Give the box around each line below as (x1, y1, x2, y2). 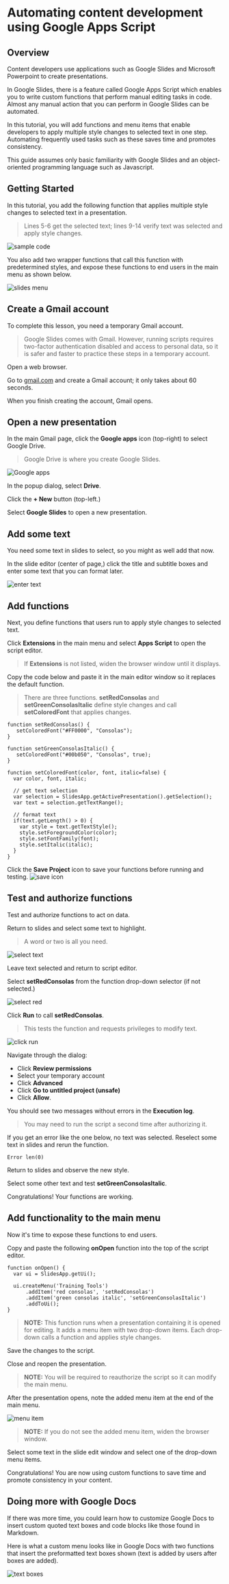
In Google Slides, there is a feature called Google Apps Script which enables (7, 86, 222, 93)
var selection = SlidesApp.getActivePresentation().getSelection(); (13, 794, 213, 801)
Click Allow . (16, 1093, 51, 1102)
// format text (13, 812, 57, 818)
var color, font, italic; (13, 775, 87, 783)
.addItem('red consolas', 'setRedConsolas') (25, 1288, 154, 1295)
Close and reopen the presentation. (7, 1360, 107, 1368)
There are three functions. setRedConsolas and (23, 694, 159, 702)
